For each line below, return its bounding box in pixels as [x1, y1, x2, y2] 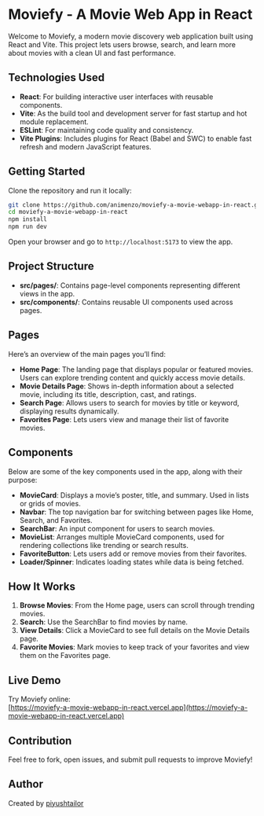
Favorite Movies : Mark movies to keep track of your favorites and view [19, 642, 250, 652]
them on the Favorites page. [19, 651, 112, 660]
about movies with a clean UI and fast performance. [8, 48, 176, 57]
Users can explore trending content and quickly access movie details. [19, 373, 246, 382]
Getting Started [8, 165, 86, 178]
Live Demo [8, 674, 61, 687]
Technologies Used [8, 71, 104, 84]
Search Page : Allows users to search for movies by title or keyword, [19, 398, 240, 407]
